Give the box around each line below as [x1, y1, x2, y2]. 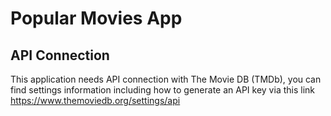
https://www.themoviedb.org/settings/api [10, 95, 181, 106]
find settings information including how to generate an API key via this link [10, 84, 315, 96]
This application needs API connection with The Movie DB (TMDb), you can [10, 73, 322, 85]
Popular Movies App [10, 7, 183, 30]
